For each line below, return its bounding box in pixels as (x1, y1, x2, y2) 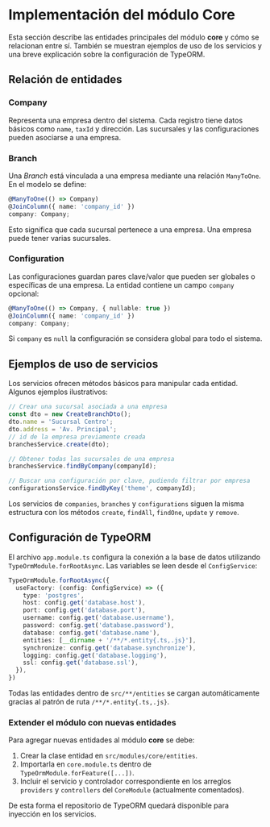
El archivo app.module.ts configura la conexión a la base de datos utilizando (8, 552, 260, 562)
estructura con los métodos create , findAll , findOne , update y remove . (8, 508, 239, 517)
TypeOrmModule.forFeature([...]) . (19, 768, 135, 778)
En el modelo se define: (8, 179, 87, 189)
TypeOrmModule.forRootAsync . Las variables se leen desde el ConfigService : (8, 560, 258, 570)
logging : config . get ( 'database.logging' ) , (23, 651, 168, 659)
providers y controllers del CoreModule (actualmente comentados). (19, 785, 244, 795)
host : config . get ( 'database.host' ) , (23, 599, 147, 607)
